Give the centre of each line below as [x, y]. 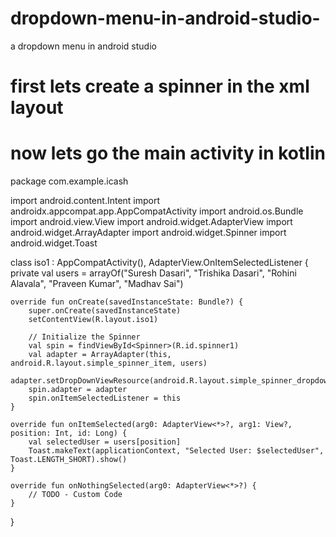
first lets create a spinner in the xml [160, 86]
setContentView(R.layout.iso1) [93, 320]
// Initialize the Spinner [84, 337]
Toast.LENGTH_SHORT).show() [69, 460]
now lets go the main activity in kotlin [168, 153]
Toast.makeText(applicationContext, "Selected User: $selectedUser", [176, 451]
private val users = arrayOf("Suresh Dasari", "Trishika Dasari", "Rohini [153, 273]
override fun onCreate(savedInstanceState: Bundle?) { [127, 302]
